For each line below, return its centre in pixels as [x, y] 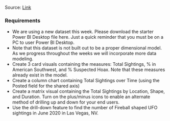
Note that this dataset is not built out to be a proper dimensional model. [87, 48]
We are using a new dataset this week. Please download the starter [83, 32]
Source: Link [18, 7]
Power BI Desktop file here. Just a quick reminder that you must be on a [88, 37]
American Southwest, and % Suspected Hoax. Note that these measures [89, 70]
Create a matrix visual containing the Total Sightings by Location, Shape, [89, 91]
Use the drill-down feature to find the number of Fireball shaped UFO [85, 108]
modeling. [23, 59]
